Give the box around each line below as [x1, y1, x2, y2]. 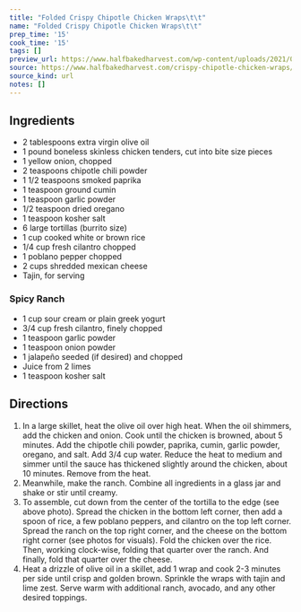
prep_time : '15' [9, 30, 70, 39]
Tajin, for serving [21, 270, 85, 281]
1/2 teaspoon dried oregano [21, 204, 125, 214]
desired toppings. [21, 591, 88, 602]
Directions [9, 397, 69, 412]
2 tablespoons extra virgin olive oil [21, 136, 150, 148]
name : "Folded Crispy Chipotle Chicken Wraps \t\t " [9, 22, 202, 31]
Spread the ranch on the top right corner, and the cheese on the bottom [21, 525, 288, 536]
